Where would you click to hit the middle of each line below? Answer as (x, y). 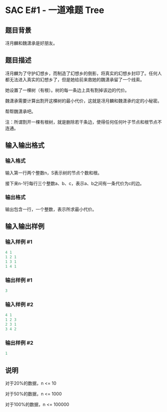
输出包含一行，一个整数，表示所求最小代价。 (51, 209)
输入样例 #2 (19, 305)
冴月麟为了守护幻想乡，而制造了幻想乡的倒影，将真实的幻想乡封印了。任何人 (83, 73)
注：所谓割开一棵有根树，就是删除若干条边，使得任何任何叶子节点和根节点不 (83, 122)
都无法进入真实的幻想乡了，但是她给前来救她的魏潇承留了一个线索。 (75, 79)
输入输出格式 (25, 145)
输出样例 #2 (19, 343)
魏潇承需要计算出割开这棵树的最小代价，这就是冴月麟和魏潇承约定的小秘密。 (83, 101)
